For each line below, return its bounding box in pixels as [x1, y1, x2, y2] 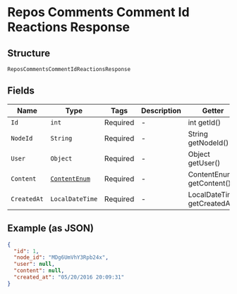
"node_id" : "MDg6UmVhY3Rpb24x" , [13, 254, 109, 261]
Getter [202, 106, 224, 115]
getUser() [188, 158, 221, 167]
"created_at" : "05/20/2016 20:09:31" [13, 274, 125, 281]
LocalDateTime [50, 195, 98, 203]
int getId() [188, 117, 221, 127]
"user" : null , [13, 261, 55, 268]
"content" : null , [13, 267, 65, 274]
